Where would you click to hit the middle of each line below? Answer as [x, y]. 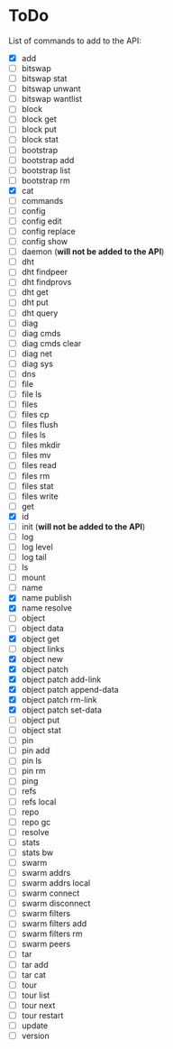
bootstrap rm [46, 180]
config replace [48, 231]
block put [39, 129]
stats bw [37, 852]
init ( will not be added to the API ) [83, 526]
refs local [39, 801]
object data [42, 629]
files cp [35, 415]
